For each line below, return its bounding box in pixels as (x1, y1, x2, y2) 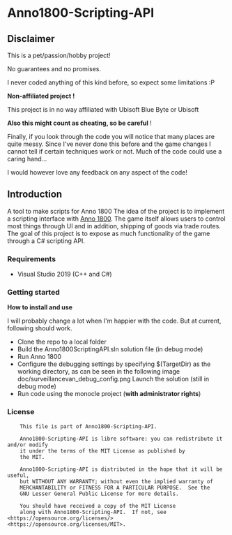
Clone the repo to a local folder (17, 337, 107, 346)
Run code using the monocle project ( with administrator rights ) (17, 390, 201, 398)
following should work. (7, 324, 72, 332)
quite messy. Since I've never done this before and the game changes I (7, 140, 211, 148)
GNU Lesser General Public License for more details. (20, 490, 179, 497)
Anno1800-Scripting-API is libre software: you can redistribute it (20, 435, 223, 442)
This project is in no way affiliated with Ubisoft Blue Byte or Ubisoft (7, 105, 199, 113)
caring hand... (7, 155, 47, 163)
